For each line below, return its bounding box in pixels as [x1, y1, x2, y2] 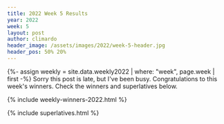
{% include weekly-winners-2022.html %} [7, 95, 127, 103]
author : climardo [7, 36, 57, 43]
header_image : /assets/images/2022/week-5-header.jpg [7, 42, 166, 49]
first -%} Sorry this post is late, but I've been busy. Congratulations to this [7, 74, 218, 83]
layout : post [7, 29, 45, 37]
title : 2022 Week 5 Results [7, 10, 88, 17]
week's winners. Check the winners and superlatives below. [7, 82, 178, 90]
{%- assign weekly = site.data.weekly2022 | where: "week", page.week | [7, 67, 215, 76]
